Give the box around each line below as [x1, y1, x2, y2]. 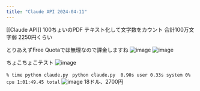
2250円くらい [17, 34, 53, 41]
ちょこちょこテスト [6, 59, 54, 66]
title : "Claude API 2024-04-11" [6, 8, 87, 15]
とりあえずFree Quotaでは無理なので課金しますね [6, 46, 129, 53]
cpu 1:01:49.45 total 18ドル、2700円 [6, 78, 124, 85]
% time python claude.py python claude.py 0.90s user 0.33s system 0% [6, 72, 191, 78]
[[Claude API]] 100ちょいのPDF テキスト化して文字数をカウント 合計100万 [6, 26, 189, 33]
